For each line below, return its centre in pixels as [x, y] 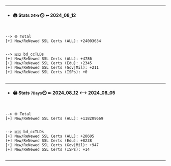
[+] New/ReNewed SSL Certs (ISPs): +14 [48, 150]
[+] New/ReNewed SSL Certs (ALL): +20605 [50, 136]
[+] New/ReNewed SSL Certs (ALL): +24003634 [53, 41]
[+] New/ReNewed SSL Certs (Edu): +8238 [49, 141]
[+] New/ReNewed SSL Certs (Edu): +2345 [49, 63]
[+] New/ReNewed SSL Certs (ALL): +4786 [49, 59]
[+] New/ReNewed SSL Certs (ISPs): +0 [46, 72]
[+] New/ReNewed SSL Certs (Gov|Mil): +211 [52, 68]
